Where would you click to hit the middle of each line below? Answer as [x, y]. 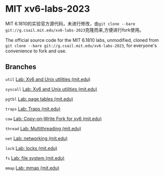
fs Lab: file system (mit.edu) [35, 158]
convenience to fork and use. [36, 51]
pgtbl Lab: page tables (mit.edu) [39, 99]
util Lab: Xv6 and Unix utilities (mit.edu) [48, 79]
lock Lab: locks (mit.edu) [31, 148]
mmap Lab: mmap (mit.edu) [32, 168]
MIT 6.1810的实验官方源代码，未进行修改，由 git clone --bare [70, 23]
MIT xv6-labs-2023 [48, 9]
